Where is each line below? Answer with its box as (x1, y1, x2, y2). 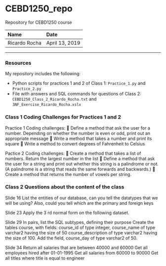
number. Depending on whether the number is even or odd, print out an (5, 130, 151, 136)
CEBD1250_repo (5, 3, 73, 14)
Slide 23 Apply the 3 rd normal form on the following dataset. (5, 210, 129, 216)
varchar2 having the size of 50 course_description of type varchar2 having (5, 229, 158, 235)
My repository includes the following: (5, 71, 81, 77)
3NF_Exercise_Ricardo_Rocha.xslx (12, 102, 82, 107)
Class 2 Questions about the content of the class (5, 183, 124, 190)
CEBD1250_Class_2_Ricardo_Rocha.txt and (12, 96, 97, 102)
